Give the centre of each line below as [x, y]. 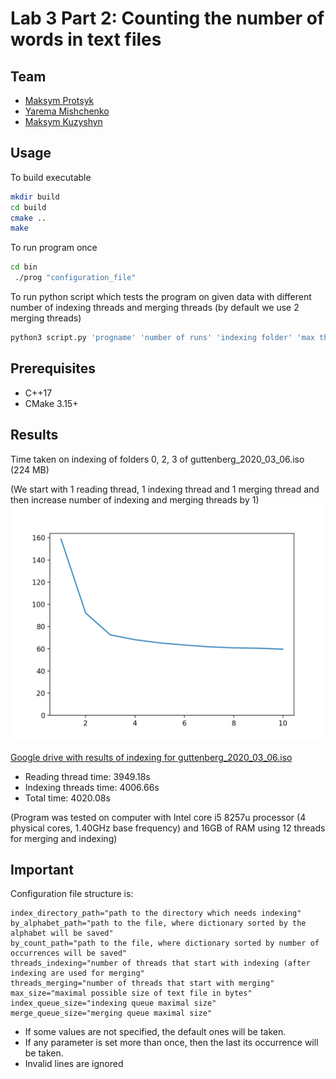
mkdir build [35, 197]
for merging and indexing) [64, 838]
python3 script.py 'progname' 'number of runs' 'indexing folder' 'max [162, 338]
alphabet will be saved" [62, 933]
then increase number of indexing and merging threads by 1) [135, 499]
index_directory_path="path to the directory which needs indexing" [156, 913]
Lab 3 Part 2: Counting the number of [167, 18]
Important [42, 869]
